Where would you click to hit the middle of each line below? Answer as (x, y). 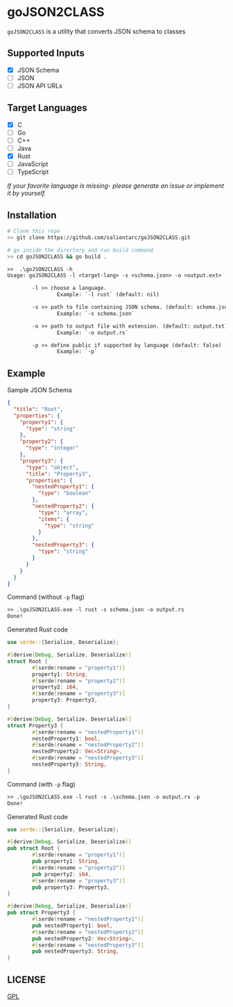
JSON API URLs (40, 86)
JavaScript (33, 164)
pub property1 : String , (66, 862)
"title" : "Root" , (38, 409)
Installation (32, 215)
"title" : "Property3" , (58, 474)
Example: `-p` (77, 352)
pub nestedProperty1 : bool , (72, 926)
